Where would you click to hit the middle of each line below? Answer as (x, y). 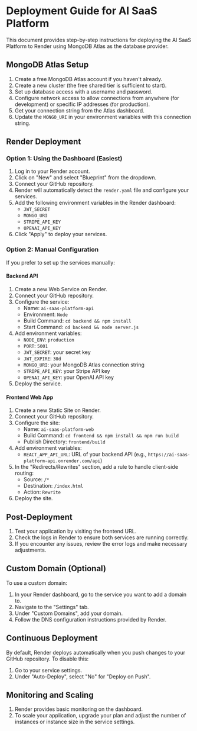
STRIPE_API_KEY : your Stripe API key (67, 371)
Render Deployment (44, 142)
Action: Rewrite (42, 492)
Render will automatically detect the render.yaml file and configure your (102, 190)
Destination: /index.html (53, 486)
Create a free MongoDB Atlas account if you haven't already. (88, 79)
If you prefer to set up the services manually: (60, 262)
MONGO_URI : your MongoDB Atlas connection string (84, 365)
